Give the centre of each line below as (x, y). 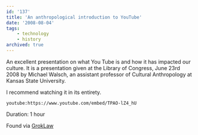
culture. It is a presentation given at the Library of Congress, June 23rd (93, 68)
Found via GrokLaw (30, 125)
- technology (33, 34)
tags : (13, 28)
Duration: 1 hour (26, 114)
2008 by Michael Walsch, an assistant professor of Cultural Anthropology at (99, 74)
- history (29, 39)
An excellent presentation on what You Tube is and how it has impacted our (99, 62)
